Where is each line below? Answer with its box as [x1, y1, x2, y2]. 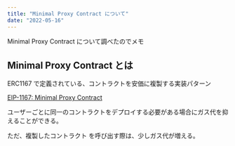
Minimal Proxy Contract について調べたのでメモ [7, 36, 145, 46]
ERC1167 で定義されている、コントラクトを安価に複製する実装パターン [7, 79, 212, 88]
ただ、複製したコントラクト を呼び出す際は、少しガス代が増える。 [7, 131, 200, 140]
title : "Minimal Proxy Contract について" [7, 10, 129, 18]
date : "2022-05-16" [7, 17, 65, 24]
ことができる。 [19, 117, 63, 125]
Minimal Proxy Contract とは [7, 59, 133, 71]
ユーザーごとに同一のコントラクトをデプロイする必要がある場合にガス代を [7, 108, 222, 117]
